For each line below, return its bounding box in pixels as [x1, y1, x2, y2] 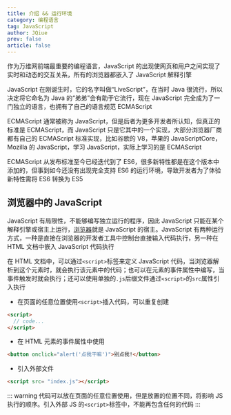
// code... [13, 318, 45, 325]
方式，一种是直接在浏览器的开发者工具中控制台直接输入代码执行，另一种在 [7, 234, 219, 242]
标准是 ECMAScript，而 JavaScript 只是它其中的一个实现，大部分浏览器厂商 [7, 125, 222, 134]
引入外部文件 [17, 365, 54, 373]
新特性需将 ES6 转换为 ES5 [7, 175, 83, 183]
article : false [7, 42, 51, 49]
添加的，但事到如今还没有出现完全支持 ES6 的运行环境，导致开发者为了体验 [7, 166, 221, 174]
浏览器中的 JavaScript [7, 197, 103, 209]
